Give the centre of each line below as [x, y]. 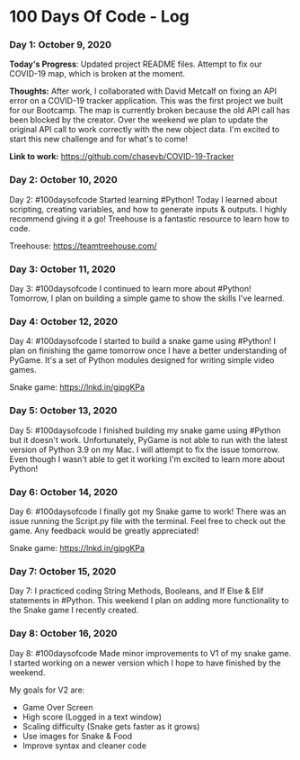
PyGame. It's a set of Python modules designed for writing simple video [142, 360]
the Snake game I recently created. [74, 611]
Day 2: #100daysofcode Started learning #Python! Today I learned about [143, 199]
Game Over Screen [57, 707]
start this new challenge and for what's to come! [99, 139]
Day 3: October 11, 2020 [62, 269]
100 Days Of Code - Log [100, 17]
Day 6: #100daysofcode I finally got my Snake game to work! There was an [148, 511]
